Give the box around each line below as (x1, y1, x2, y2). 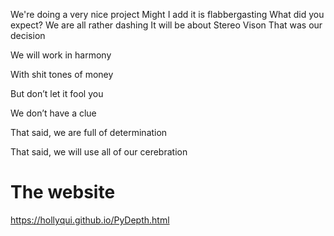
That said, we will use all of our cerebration (10, 146, 188, 158)
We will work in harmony (10, 49, 112, 61)
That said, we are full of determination (10, 127, 168, 138)
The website (10, 181, 116, 204)
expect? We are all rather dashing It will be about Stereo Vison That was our (10, 19, 323, 31)
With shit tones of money (10, 69, 114, 80)
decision (10, 30, 46, 41)
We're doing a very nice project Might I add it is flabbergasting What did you (10, 9, 325, 20)
